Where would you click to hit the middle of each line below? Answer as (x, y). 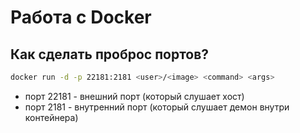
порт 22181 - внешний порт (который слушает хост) (134, 96)
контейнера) (51, 117)
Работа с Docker (81, 17)
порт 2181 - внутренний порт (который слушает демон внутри (157, 107)
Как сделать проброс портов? (110, 54)
